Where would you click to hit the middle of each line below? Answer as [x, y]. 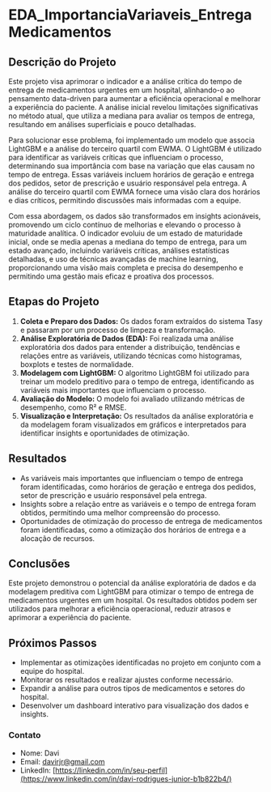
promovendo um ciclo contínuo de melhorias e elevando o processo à [125, 225]
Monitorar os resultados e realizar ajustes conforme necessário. [127, 680]
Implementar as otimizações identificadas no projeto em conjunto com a [140, 662]
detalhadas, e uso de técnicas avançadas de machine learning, [113, 259]
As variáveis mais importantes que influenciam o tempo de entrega [131, 478]
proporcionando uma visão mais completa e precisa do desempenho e [126, 268]
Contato [25, 735]
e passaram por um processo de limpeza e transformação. [118, 330]
